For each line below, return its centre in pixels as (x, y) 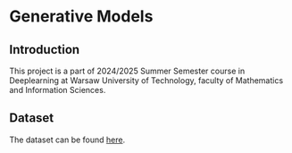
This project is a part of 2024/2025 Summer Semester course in (127, 71)
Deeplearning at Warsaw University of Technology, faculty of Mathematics (146, 81)
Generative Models (81, 17)
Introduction (45, 50)
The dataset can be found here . (67, 140)
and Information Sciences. (58, 90)
